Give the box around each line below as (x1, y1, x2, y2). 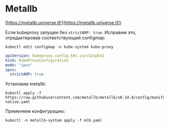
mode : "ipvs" (5, 62, 33, 68)
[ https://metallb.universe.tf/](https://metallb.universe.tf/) (5, 20, 122, 26)
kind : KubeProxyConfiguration (5, 58, 69, 63)
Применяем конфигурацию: (5, 108, 65, 114)
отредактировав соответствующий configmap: (5, 35, 106, 41)
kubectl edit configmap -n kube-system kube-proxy (5, 44, 114, 49)
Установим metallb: (5, 81, 46, 87)
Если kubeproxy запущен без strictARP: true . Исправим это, (5, 29, 137, 35)
